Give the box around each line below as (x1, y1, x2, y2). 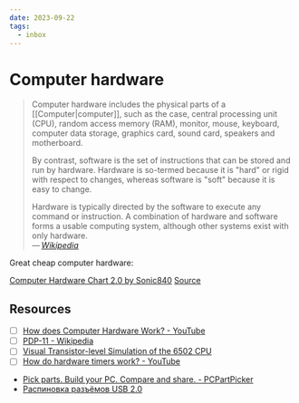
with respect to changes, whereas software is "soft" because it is (31, 174, 275, 186)
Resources (9, 301, 72, 317)
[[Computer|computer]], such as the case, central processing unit (31, 109, 278, 120)
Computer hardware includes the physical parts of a (31, 99, 227, 110)
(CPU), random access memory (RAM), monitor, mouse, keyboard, (31, 119, 280, 130)
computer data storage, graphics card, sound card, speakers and (31, 128, 275, 139)
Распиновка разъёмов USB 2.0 (22, 384, 143, 395)
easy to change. (31, 184, 92, 195)
